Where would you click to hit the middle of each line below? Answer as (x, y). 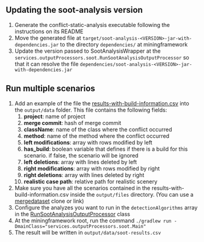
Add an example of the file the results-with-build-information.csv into (102, 103)
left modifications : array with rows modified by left (88, 142)
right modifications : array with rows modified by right (92, 168)
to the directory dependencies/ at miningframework (124, 44)
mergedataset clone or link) (49, 201)
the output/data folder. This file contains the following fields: (91, 110)
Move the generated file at (48, 38)
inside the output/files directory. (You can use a (132, 194)
